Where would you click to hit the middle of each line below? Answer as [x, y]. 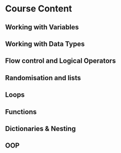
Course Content [39, 9]
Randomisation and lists [43, 78]
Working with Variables [42, 27]
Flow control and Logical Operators [60, 61]
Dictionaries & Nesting [40, 128]
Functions [21, 112]
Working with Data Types [45, 44]
